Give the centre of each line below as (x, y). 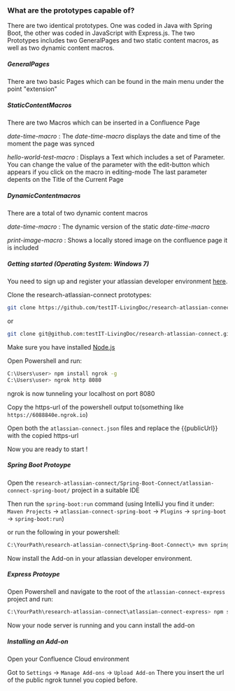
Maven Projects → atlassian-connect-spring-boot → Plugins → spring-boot (117, 511)
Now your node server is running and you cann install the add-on (101, 625)
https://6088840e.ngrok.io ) (48, 414)
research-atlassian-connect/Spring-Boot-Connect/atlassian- (125, 483)
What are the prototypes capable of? (71, 10)
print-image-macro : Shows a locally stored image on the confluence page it (117, 241)
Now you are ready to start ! (48, 449)
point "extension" (33, 89)
